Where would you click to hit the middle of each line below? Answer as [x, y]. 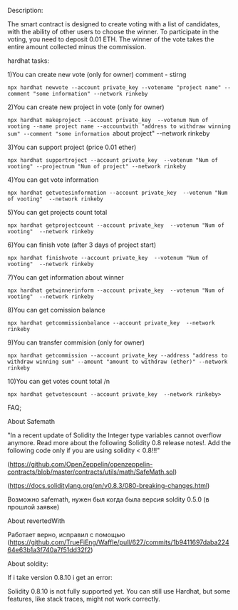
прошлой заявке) [33, 507]
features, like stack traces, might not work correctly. [84, 599]
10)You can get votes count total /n [59, 381]
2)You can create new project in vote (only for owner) [86, 107]
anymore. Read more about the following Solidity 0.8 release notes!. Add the [119, 443]
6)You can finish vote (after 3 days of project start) [82, 245]
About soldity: [28, 564]
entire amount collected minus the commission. [77, 47]
